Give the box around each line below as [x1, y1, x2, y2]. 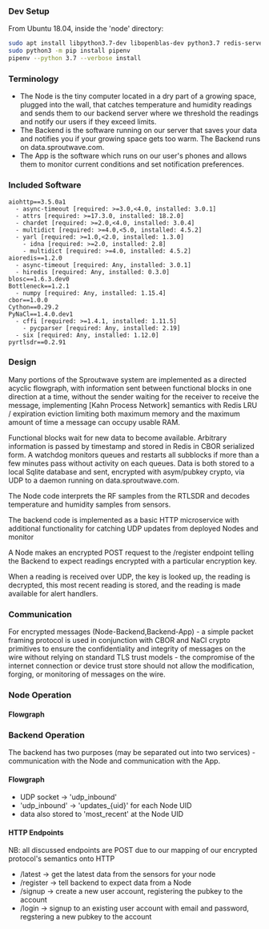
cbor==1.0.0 [8, 296, 48, 304]
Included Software [8, 180, 82, 191]
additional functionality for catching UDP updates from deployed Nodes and [8, 523, 259, 533]
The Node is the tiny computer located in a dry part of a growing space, [19, 91, 257, 101]
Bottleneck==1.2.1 [8, 282, 70, 290]
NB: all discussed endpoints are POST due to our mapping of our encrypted [8, 846, 258, 855]
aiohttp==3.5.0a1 [8, 198, 66, 206]
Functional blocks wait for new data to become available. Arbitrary [8, 433, 227, 442]
